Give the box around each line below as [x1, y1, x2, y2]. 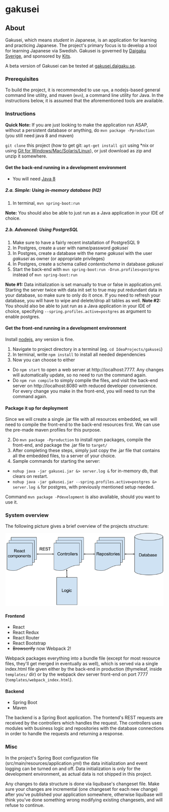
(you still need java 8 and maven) [5, 132, 74, 138]
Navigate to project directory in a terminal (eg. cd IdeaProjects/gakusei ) [12, 346, 163, 352]
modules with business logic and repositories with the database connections [5, 725, 164, 731]
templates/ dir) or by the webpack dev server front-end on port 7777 [5, 671, 148, 677]
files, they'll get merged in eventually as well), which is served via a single [5, 661, 158, 667]
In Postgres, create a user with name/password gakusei [12, 245, 128, 251]
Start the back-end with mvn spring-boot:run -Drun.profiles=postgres [12, 266, 160, 272]
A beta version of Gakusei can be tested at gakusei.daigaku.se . [5, 63, 136, 69]
